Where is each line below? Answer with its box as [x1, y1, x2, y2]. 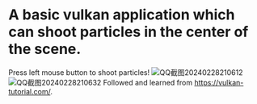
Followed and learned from [103, 77, 193, 87]
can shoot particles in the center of [8, 23, 249, 41]
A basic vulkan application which [8, 6, 235, 24]
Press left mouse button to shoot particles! [8, 67, 150, 77]
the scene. [8, 40, 82, 58]
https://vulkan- [193, 77, 244, 87]
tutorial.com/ [8, 86, 51, 96]
